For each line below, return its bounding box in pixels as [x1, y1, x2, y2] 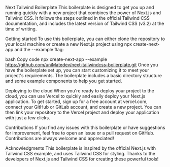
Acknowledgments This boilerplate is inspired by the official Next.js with [5, 145, 156, 151]
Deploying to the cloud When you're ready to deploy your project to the [5, 88, 155, 93]
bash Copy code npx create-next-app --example [5, 56, 108, 62]
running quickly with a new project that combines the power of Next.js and [5, 10, 161, 16]
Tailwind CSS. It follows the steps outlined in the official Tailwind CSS [5, 15, 150, 21]
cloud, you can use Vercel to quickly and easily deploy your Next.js [5, 93, 146, 99]
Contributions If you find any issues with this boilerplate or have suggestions [5, 124, 165, 130]
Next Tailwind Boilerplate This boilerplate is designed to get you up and [5, 5, 154, 10]
